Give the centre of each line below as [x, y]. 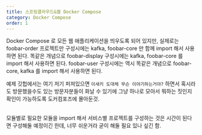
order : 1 [17, 23]
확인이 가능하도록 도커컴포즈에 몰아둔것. [53, 99]
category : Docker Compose [38, 17]
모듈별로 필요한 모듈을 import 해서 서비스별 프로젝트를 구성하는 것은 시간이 [94, 118]
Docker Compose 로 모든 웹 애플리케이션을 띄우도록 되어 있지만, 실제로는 [93, 41]
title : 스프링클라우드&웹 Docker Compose [54, 12]
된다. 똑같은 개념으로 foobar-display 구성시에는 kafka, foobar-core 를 [100, 56]
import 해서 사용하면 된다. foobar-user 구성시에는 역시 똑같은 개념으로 [89, 63]
